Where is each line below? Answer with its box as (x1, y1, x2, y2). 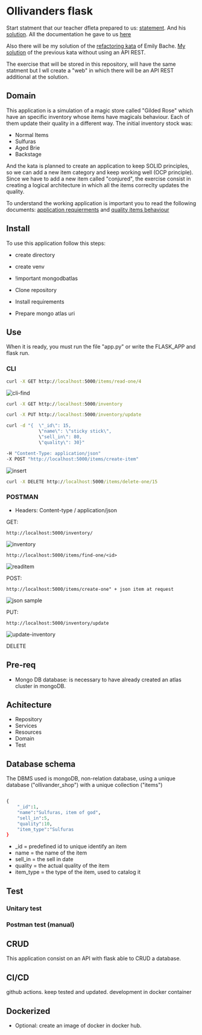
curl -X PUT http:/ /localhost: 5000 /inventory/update (6, 412, 142, 418)
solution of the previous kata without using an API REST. (6, 48, 146, 56)
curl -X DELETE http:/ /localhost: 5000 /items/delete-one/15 (6, 479, 158, 485)
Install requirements (14, 298, 65, 305)
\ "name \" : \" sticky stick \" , (38, 428, 112, 435)
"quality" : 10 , (17, 821, 52, 827)
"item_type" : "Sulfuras (17, 826, 74, 832)
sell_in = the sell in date (14, 856, 74, 863)
